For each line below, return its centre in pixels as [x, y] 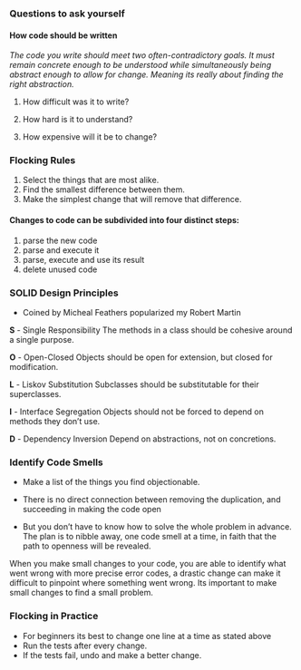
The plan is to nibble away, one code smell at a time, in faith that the [150, 537]
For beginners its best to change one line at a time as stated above [147, 636]
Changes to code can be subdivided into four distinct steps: [125, 220]
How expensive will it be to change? [89, 137]
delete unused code [60, 269]
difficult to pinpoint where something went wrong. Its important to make [143, 583]
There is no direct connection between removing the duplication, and [151, 500]
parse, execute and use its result [83, 259]
